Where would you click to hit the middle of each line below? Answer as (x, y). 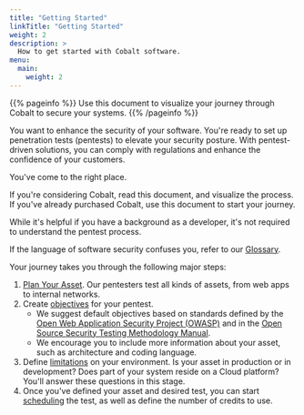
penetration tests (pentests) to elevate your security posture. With (133, 140)
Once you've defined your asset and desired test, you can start (141, 390)
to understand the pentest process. (76, 231)
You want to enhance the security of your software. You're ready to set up (148, 130)
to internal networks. (61, 294)
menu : (20, 60)
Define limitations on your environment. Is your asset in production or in (157, 361)
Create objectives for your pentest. (88, 304)
